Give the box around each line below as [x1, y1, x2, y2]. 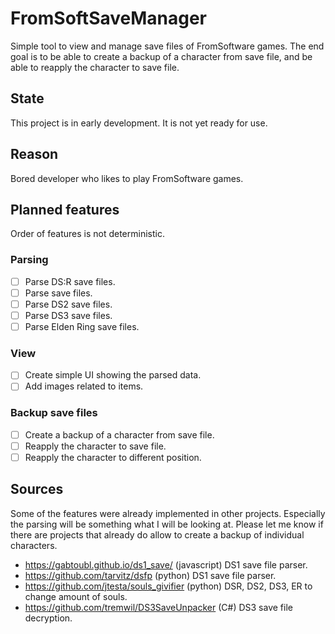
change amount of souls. [24, 590, 128, 602]
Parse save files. [24, 287, 93, 299]
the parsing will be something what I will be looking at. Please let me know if [10, 518, 324, 530]
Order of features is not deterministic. [10, 228, 165, 240]
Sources [10, 481, 64, 498]
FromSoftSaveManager [10, 7, 208, 30]
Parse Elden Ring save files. [24, 320, 140, 332]
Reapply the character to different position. [24, 451, 202, 463]
